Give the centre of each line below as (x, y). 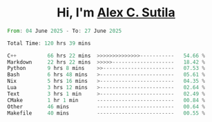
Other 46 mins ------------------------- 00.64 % (106, 107)
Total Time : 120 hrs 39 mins (49, 43)
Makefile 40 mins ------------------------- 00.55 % (106, 113)
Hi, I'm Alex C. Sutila (116, 13)
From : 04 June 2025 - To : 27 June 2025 (65, 31)
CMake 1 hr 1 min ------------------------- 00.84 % (106, 100)
